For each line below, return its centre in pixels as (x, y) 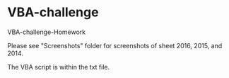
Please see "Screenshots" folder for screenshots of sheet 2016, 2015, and (115, 45)
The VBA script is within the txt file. (59, 67)
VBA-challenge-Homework (47, 32)
